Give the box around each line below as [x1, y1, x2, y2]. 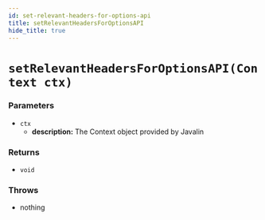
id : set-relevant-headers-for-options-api [8, 11, 151, 20]
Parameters [8, 100, 54, 112]
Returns [8, 147, 40, 158]
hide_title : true [8, 26, 66, 34]
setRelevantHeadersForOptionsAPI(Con [8, 61, 259, 76]
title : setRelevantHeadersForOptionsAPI [8, 19, 145, 27]
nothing [19, 202, 45, 212]
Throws [8, 185, 39, 196]
